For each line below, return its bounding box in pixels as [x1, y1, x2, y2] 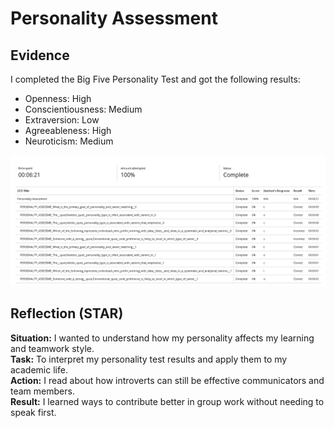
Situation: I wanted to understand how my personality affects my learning [10, 332, 315, 344]
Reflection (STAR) [10, 305, 124, 322]
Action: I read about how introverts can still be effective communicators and [10, 374, 325, 386]
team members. [10, 385, 75, 397]
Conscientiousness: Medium [24, 103, 143, 115]
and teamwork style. [10, 342, 95, 354]
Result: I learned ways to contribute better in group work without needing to [10, 395, 325, 407]
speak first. [10, 406, 57, 418]
